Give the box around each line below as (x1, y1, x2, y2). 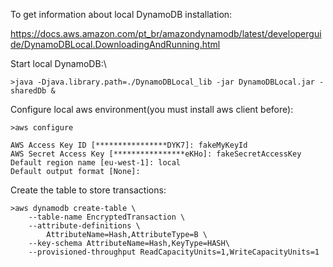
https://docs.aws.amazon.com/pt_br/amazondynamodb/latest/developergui (10, 28, 322, 39)
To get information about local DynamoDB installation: (10, 9, 233, 20)
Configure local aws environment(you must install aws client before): (10, 104, 294, 115)
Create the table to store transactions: (10, 184, 167, 196)
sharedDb (10, 86, 47, 96)
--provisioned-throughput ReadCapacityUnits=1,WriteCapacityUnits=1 (28, 247, 320, 257)
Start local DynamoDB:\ (10, 58, 107, 69)
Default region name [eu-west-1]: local (10, 158, 182, 168)
